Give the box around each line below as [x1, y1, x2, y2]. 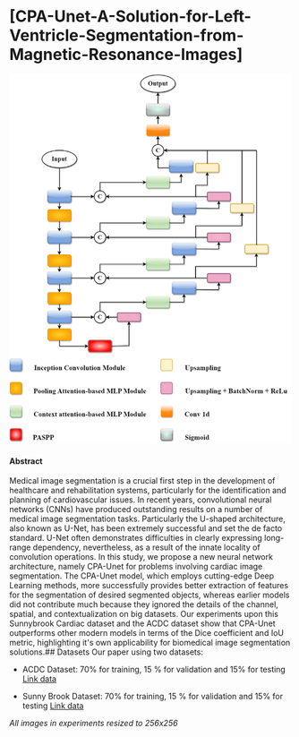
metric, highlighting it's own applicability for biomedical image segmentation [9, 638, 291, 648]
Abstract [9, 455, 43, 467]
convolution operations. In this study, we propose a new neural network [9, 552, 273, 562]
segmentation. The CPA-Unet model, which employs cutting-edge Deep [9, 570, 275, 581]
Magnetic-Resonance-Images [9, 45, 237, 64]
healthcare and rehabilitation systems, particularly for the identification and [9, 485, 286, 496]
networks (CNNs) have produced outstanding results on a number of [9, 504, 263, 515]
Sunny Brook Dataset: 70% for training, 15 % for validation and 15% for [21, 691, 284, 702]
